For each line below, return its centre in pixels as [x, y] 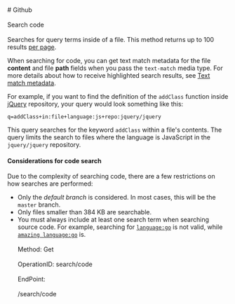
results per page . [32, 47]
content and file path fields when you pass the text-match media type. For [115, 68]
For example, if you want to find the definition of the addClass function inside [118, 96]
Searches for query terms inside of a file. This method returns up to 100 [111, 40]
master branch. [39, 205]
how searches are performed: [50, 184]
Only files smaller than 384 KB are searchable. [85, 212]
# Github [20, 10]
